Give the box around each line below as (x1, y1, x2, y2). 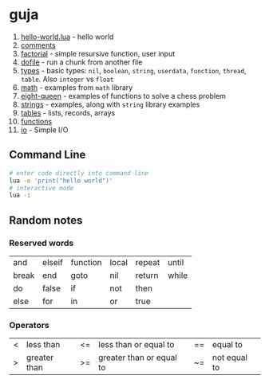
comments (20, 40, 56, 49)
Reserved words (9, 237, 74, 248)
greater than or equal (97, 352, 178, 363)
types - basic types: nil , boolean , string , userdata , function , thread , (20, 65, 247, 75)
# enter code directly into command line (9, 169, 149, 177)
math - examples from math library (20, 82, 133, 92)
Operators (9, 319, 50, 330)
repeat (135, 256, 160, 268)
